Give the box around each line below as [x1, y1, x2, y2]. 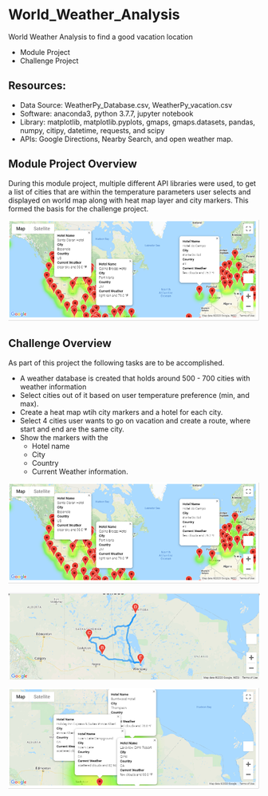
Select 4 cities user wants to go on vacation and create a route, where [19, 416, 251, 425]
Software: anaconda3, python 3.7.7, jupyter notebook [19, 108, 194, 118]
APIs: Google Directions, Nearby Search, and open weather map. [19, 134, 234, 144]
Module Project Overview [8, 157, 137, 171]
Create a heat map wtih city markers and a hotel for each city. [19, 407, 223, 416]
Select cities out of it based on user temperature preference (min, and [19, 390, 250, 400]
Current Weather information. [31, 467, 129, 476]
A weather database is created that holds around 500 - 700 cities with [19, 373, 250, 383]
